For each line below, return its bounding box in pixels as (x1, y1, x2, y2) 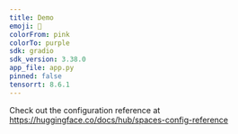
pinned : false (9, 72, 63, 81)
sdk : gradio (9, 47, 54, 56)
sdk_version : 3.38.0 (9, 55, 87, 64)
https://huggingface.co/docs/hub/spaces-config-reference (9, 114, 229, 125)
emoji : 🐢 (9, 22, 42, 31)
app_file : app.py (9, 64, 75, 73)
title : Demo (9, 13, 54, 22)
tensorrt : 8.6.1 (9, 80, 70, 89)
